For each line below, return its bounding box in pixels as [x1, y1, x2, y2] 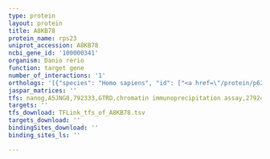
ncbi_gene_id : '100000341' [8, 49, 99, 57]
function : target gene [8, 64, 84, 72]
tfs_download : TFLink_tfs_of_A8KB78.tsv [8, 109, 146, 117]
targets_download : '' [8, 116, 81, 124]
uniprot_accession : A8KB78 [8, 42, 99, 50]
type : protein [8, 11, 56, 20]
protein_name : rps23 [8, 34, 78, 43]
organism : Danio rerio [8, 57, 84, 65]
